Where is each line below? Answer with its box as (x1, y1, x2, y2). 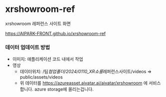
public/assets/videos (19, 74, 63, 80)
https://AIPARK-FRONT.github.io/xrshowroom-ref (5, 30, 106, 36)
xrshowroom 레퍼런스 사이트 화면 (5, 20, 71, 26)
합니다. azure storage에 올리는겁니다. (19, 86, 94, 93)
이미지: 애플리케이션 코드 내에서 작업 (12, 56, 83, 62)
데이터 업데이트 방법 (5, 44, 50, 51)
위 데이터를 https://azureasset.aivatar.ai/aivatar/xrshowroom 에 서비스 (19, 80, 161, 86)
